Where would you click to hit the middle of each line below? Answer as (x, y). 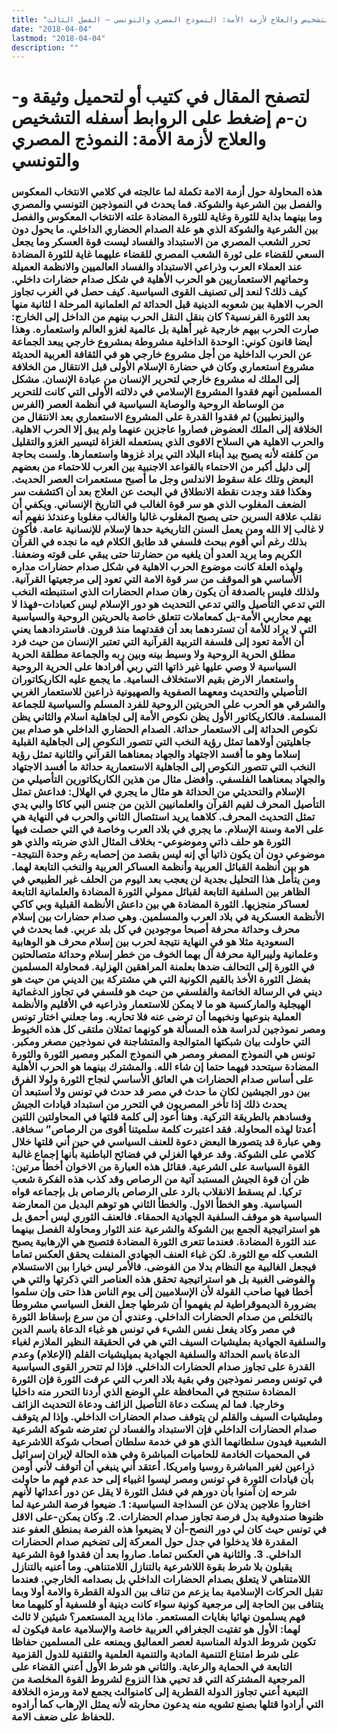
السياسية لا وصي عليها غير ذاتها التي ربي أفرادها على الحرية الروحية (154, 667)
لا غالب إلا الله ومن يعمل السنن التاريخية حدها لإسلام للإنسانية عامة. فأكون (167, 529)
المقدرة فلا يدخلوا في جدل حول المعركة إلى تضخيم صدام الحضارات (154, 1542)
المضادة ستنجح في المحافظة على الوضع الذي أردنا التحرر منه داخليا (153, 1392)
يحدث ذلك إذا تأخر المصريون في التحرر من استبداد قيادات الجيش (149, 1104)
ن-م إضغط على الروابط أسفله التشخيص (159, 118)
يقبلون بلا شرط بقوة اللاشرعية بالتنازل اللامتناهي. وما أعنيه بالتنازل (152, 1567)
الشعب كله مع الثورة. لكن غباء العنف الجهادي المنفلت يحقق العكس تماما (164, 1254)
